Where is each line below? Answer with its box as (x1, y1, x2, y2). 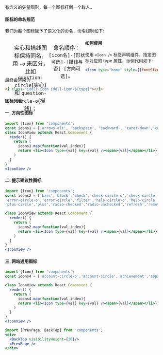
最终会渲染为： (5, 77, 35, 83)
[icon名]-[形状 (49, 53, 85, 58)
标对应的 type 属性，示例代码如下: (84, 58, 153, 64)
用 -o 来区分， (12, 60, 49, 67)
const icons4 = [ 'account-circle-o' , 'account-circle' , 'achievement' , (5, 274, 149, 279)
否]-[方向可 (53, 66, 81, 72)
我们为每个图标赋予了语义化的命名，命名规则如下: (5, 28, 104, 34)
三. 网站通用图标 (5, 258, 37, 264)
